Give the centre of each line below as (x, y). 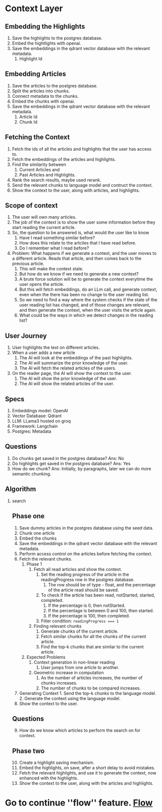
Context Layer (34, 9)
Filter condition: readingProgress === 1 (80, 621)
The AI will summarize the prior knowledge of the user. (74, 363)
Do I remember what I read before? (54, 248)
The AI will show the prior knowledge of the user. (68, 379)
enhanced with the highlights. (49, 778)
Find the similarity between (39, 164)
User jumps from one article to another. (80, 667)
